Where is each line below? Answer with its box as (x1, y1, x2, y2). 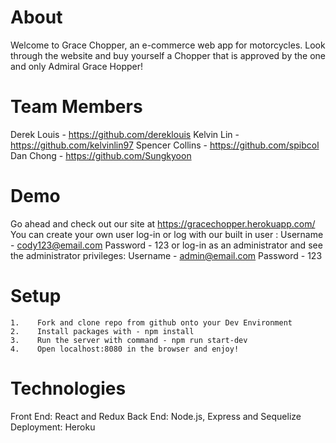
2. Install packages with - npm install (10, 326, 195, 336)
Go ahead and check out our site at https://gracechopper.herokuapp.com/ (10, 217, 316, 230)
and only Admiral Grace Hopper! (10, 60, 143, 72)
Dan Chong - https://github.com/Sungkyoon (10, 149, 192, 161)
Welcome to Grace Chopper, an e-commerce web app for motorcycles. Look (10, 39, 326, 51)
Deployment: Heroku (10, 421, 96, 433)
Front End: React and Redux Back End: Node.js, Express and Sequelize (10, 410, 302, 422)
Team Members (10, 96, 143, 118)
